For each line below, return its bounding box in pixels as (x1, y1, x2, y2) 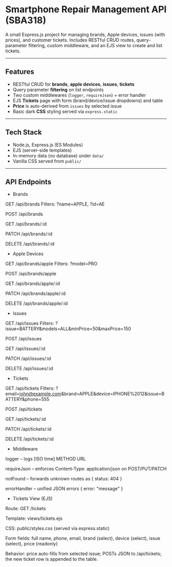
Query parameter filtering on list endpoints (12, 86, 104, 93)
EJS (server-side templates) (12, 147, 72, 153)
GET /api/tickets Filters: (5, 386, 55, 392)
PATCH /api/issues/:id (5, 355, 51, 362)
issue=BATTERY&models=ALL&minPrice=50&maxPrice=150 (5, 326, 132, 332)
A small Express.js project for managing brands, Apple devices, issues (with (5, 31, 165, 37)
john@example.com (19, 391, 61, 397)
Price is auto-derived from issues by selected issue (12, 103, 122, 109)
